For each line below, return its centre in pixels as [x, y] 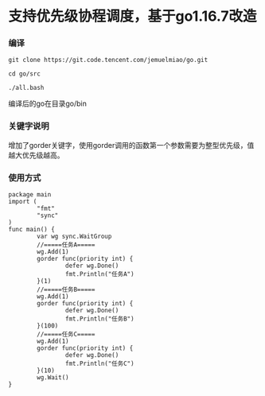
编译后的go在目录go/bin [48, 103]
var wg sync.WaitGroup [74, 237]
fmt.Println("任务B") [99, 319]
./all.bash [26, 88]
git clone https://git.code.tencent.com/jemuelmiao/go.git [108, 60]
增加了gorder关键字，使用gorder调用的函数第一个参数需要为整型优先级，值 [131, 145]
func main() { [32, 230]
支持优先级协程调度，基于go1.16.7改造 [132, 16]
